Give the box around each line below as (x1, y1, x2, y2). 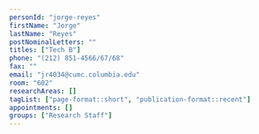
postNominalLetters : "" (9, 37, 97, 47)
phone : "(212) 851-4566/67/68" (9, 54, 125, 63)
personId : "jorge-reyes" (9, 12, 101, 22)
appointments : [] (9, 103, 73, 112)
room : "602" (9, 78, 53, 87)
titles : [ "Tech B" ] (9, 46, 81, 55)
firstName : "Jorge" (9, 21, 81, 30)
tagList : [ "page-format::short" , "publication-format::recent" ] (9, 94, 251, 104)
